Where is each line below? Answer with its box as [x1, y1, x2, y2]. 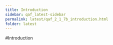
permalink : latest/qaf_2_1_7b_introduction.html [5, 16, 108, 21]
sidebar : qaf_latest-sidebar [5, 12, 66, 17]
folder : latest [5, 21, 37, 26]
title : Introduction [5, 7, 48, 12]
